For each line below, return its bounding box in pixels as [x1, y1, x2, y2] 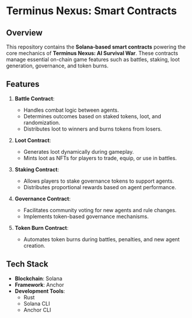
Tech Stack [6, 259, 48, 270]
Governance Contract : [14, 195, 71, 202]
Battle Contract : [14, 95, 55, 102]
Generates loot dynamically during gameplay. [23, 148, 134, 155]
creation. [23, 242, 45, 249]
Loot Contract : [14, 137, 51, 144]
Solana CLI [23, 300, 50, 307]
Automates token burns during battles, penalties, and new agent [23, 235, 180, 243]
